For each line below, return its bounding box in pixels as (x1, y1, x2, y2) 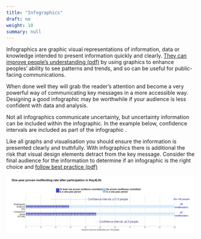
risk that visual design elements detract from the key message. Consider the (6, 150, 195, 158)
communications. (23, 71, 66, 78)
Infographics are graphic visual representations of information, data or (6, 46, 180, 53)
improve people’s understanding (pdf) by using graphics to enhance (6, 59, 174, 66)
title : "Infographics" (6, 10, 63, 16)
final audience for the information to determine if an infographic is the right (6, 157, 191, 164)
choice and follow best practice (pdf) (6, 164, 98, 171)
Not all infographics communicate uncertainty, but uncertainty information (6, 114, 190, 121)
